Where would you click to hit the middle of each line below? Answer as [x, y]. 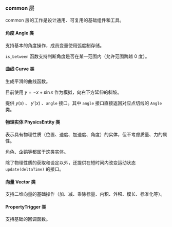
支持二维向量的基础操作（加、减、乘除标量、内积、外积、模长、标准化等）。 [85, 194]
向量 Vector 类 [21, 182]
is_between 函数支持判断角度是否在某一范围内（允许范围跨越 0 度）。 [78, 56]
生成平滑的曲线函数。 [28, 81]
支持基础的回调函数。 [28, 219]
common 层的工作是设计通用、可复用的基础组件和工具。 [65, 20]
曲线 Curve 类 [20, 69]
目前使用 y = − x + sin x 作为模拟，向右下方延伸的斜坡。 [64, 92]
